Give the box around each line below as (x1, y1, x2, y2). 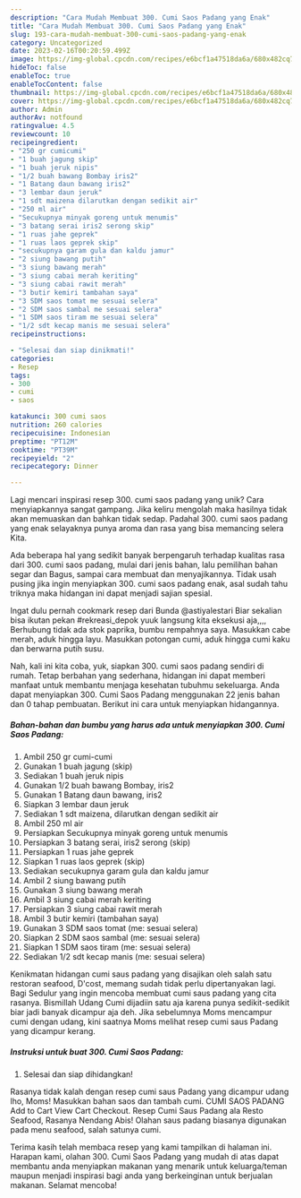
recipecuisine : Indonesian (10, 428, 111, 437)
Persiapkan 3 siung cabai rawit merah (22, 904, 163, 915)
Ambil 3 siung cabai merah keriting (22, 894, 152, 905)
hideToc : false (10, 64, 67, 73)
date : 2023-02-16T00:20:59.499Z (10, 47, 130, 56)
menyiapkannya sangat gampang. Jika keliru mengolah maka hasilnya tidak (10, 504, 288, 515)
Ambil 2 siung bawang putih (22, 875, 127, 886)
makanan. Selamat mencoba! (10, 1180, 117, 1191)
